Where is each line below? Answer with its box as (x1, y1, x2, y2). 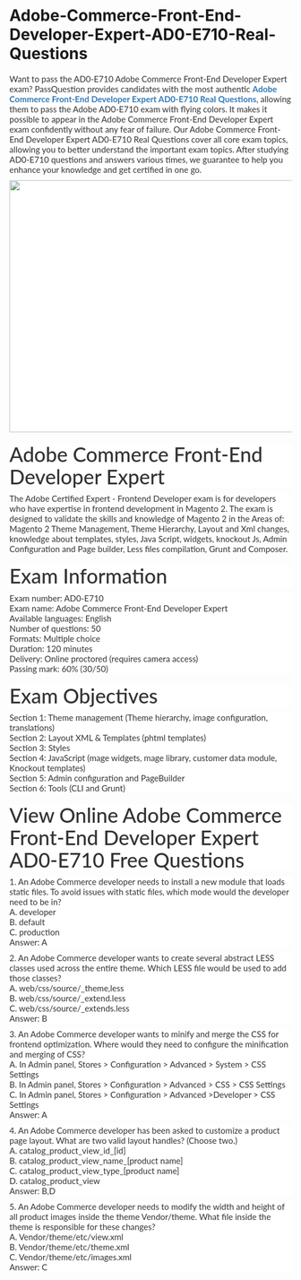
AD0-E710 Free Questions (9, 846, 245, 872)
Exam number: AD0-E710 (9, 592, 105, 603)
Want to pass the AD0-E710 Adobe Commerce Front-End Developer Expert (9, 73, 288, 84)
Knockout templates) (9, 763, 86, 774)
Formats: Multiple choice (9, 633, 101, 644)
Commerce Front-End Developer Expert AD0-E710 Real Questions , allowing (9, 93, 291, 104)
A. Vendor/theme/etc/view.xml (9, 1232, 124, 1242)
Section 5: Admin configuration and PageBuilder (9, 773, 185, 784)
